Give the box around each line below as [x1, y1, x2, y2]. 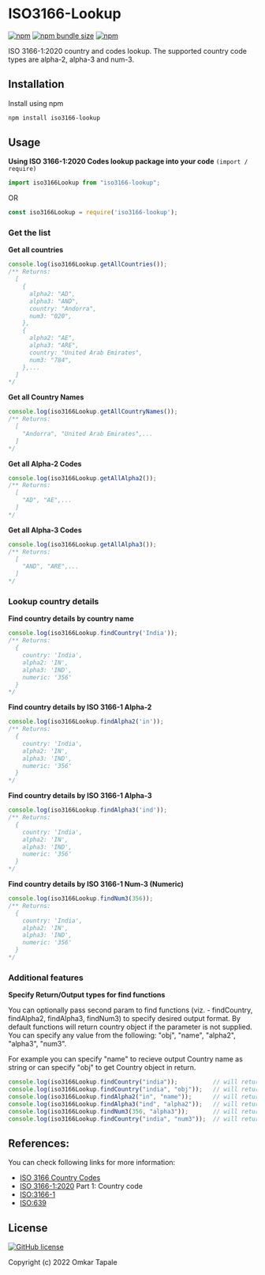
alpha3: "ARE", [28, 342, 80, 350]
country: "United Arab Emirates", [28, 349, 144, 357]
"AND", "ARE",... [22, 562, 80, 570]
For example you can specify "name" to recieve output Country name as [8, 1054, 243, 1064]
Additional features [8, 972, 84, 983]
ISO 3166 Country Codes [19, 1173, 101, 1182]
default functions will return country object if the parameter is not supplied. [8, 1022, 252, 1032]
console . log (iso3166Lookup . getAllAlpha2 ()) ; [8, 474, 157, 482]
